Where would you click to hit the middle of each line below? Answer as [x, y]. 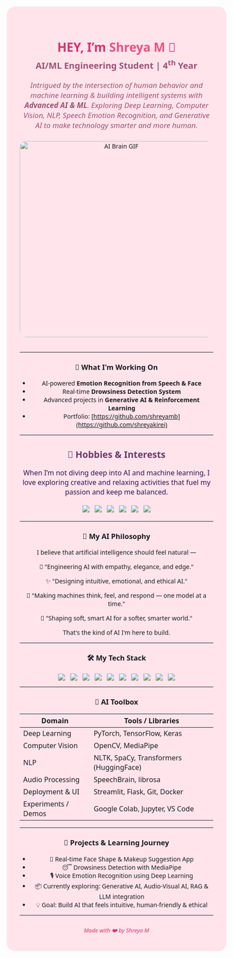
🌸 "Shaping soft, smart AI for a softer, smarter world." [116, 618]
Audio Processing [52, 780]
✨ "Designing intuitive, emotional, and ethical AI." [116, 581]
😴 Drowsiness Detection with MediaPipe [122, 867]
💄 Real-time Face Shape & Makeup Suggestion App [121, 859]
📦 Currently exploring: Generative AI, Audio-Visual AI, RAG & [122, 886]
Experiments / [46, 804]
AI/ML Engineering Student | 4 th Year [116, 64]
